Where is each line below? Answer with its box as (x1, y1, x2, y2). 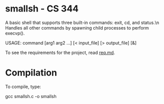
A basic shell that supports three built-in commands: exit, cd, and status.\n (5, 19, 159, 25)
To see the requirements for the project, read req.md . (5, 49, 115, 55)
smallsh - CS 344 (5, 3, 79, 14)
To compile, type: (5, 83, 41, 89)
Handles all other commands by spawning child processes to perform (5, 24, 149, 30)
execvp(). (5, 30, 25, 36)
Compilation (5, 67, 57, 78)
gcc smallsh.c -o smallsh (5, 93, 57, 99)
